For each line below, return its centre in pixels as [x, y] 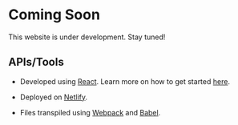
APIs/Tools [36, 62]
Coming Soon [54, 15]
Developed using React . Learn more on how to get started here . [125, 81]
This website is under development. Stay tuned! [87, 37]
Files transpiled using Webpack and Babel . [90, 112]
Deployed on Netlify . [54, 97]
